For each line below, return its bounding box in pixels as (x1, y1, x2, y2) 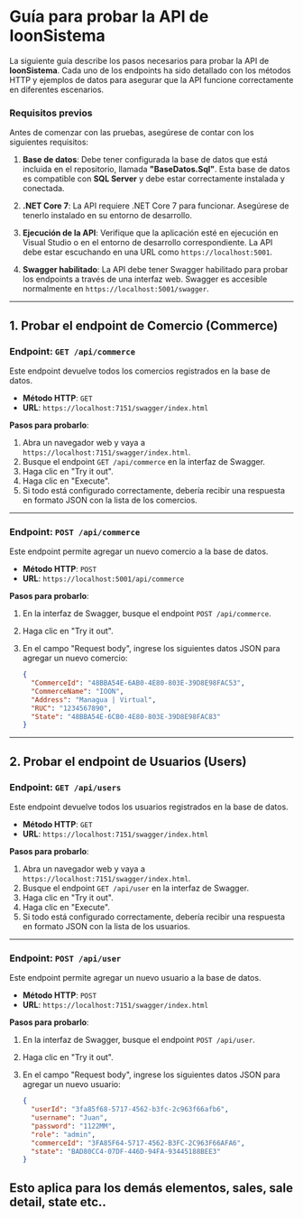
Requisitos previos (9, 106, 93, 119)
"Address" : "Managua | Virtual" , (31, 695, 157, 705)
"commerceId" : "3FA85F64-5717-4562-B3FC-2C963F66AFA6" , (31, 1139, 245, 1148)
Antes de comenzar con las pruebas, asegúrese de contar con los (9, 127, 254, 138)
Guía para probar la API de (9, 6, 209, 27)
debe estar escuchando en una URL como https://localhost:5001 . (22, 246, 273, 258)
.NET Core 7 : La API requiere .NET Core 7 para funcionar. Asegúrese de (22, 200, 289, 211)
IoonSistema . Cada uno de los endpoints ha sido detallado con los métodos (9, 65, 291, 76)
